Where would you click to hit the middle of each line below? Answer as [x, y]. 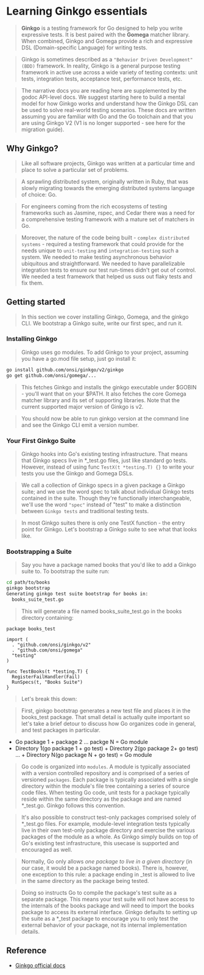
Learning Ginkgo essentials [77, 11]
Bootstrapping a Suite [39, 551]
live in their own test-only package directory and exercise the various [108, 830]
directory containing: [47, 617]
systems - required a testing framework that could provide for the [103, 244]
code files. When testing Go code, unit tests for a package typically [106, 792]
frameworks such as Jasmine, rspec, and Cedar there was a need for [108, 213]
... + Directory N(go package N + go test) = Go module [83, 754]
